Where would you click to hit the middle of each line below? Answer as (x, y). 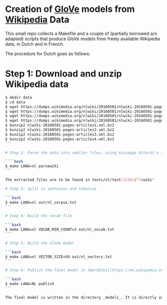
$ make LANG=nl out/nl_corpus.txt (41, 202)
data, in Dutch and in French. (35, 44)
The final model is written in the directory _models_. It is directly (81, 297)
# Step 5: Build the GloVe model (40, 243)
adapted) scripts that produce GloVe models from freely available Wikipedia (83, 39)
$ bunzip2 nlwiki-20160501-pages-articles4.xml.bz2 (60, 139)
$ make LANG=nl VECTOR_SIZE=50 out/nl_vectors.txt (59, 257)
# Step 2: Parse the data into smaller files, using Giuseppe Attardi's (82, 152)
